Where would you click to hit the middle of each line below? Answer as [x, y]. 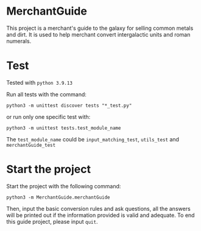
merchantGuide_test [31, 145]
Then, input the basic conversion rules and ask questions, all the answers [98, 208]
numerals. [19, 41]
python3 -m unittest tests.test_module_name [64, 128]
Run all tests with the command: [47, 94]
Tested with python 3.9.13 [40, 82]
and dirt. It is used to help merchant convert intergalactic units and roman [98, 34]
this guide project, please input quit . [52, 221]
